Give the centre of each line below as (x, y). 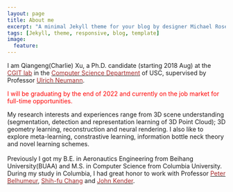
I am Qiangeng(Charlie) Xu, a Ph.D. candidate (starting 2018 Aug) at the (109, 66)
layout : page (26, 14)
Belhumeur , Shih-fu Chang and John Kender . (71, 181)
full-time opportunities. (40, 101)
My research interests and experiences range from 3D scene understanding (115, 114)
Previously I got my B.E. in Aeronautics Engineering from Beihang (101, 159)
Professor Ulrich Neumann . (46, 80)
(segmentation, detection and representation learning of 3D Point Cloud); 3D (116, 122)
